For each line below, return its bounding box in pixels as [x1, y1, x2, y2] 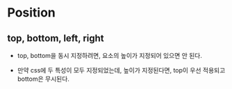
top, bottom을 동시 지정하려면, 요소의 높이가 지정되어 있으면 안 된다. [17, 52, 203, 59]
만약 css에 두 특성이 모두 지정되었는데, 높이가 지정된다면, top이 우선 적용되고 [17, 66, 226, 74]
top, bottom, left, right [7, 32, 104, 44]
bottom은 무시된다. [17, 75, 69, 83]
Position [7, 5, 56, 21]
